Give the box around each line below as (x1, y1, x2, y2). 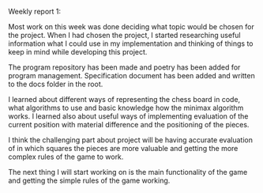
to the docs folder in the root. (8, 79, 103, 89)
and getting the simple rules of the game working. (8, 176, 171, 185)
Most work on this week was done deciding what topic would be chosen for (8, 22, 255, 31)
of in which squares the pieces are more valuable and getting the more (8, 144, 239, 153)
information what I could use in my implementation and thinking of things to (8, 39, 254, 48)
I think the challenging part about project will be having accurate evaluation (8, 135, 253, 145)
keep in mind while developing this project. (8, 47, 148, 56)
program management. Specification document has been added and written (8, 71, 255, 80)
